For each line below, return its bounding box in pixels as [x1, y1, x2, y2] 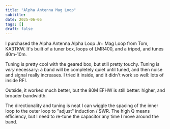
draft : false [5, 27, 33, 32]
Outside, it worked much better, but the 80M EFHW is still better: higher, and [5, 87, 165, 93]
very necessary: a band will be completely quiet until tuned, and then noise [5, 67, 163, 73]
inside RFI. [5, 78, 27, 84]
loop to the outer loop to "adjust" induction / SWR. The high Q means [5, 108, 150, 114]
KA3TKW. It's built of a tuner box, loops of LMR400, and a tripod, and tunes [5, 46, 164, 52]
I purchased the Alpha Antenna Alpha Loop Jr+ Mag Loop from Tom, [5, 40, 149, 46]
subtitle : [5, 12, 26, 17]
